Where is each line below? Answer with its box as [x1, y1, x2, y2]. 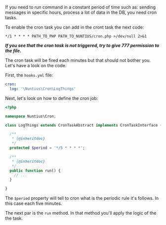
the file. [5, 48, 21, 53]
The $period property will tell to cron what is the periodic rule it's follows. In [5, 195, 159, 201]
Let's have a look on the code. [5, 63, 67, 68]
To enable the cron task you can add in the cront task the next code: [5, 24, 144, 30]
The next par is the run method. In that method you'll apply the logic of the [5, 210, 157, 216]
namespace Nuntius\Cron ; [5, 114, 56, 119]
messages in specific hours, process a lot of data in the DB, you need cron [5, 9, 157, 15]
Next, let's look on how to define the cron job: [5, 95, 98, 101]
